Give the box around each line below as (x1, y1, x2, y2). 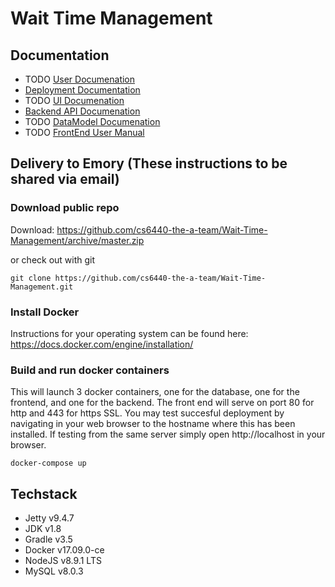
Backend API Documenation (24, 105, 141, 117)
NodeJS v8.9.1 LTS (24, 555, 102, 567)
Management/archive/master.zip (10, 234, 145, 246)
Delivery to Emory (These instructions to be (10, 155, 288, 172)
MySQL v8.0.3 (24, 565, 84, 577)
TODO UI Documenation (24, 95, 125, 106)
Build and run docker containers (10, 363, 170, 377)
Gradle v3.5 (24, 533, 73, 546)
